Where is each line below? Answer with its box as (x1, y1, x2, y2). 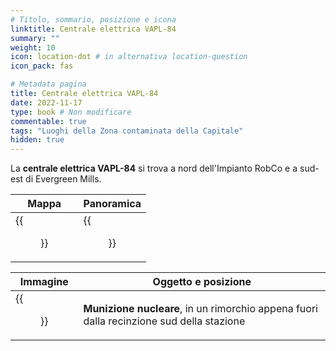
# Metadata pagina (10, 79, 87, 90)
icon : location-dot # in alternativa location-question (10, 52, 248, 62)
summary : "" (10, 33, 60, 43)
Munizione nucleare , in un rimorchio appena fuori (83, 302, 318, 316)
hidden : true (10, 135, 65, 145)
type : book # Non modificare (10, 107, 132, 117)
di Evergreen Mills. (25, 173, 102, 185)
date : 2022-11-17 (10, 97, 83, 108)
